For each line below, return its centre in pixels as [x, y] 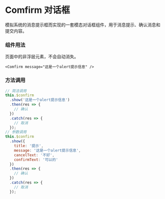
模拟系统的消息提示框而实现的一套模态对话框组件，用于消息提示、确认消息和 [83, 25]
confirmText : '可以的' [36, 159]
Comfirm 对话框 [38, 10]
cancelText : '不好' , [34, 155]
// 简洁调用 [16, 91]
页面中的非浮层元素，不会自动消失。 [42, 57]
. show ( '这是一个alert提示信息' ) [40, 100]
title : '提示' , [29, 146]
